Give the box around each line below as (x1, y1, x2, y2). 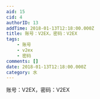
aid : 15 (6, 8, 26, 15)
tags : (6, 36, 20, 42)
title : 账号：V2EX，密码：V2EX (6, 31, 77, 37)
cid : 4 (6, 14, 23, 20)
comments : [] (6, 58, 39, 64)
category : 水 (6, 69, 37, 75)
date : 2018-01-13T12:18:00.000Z (6, 63, 86, 70)
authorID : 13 (6, 20, 39, 25)
